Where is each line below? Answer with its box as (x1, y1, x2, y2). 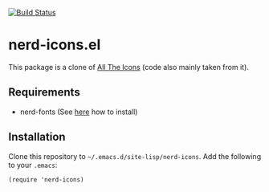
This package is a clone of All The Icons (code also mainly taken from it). (8, 62, 249, 71)
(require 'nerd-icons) (8, 175, 84, 184)
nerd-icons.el (8, 36, 101, 54)
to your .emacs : (8, 160, 58, 170)
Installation (8, 130, 66, 144)
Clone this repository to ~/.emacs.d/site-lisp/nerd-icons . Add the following (8, 151, 262, 161)
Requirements (8, 85, 80, 100)
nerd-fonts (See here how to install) (19, 107, 138, 116)
